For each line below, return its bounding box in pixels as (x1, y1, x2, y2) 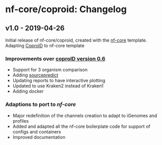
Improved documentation (12, 134, 66, 140)
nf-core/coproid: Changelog (5, 4, 127, 15)
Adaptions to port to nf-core (5, 101, 76, 108)
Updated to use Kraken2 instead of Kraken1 (12, 83, 104, 89)
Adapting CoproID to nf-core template (5, 43, 85, 49)
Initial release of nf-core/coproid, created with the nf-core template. (5, 37, 147, 43)
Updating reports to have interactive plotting (12, 78, 106, 84)
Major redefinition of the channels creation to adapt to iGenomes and (12, 113, 157, 119)
